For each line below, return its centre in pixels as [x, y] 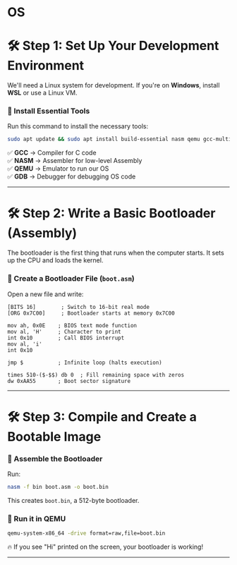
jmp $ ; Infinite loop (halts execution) [85, 363]
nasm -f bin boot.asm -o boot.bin [58, 487]
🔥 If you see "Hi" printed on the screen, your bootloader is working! [105, 547]
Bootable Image [54, 436]
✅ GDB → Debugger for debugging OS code [72, 176]
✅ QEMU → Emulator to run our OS [58, 169]
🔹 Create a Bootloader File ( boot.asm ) [71, 279]
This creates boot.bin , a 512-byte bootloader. [73, 500]
